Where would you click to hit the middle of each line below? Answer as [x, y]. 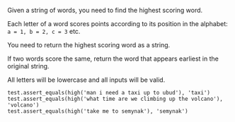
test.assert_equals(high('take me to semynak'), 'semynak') [98, 111]
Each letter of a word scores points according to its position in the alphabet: [117, 24]
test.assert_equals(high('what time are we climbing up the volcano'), [115, 99]
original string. [28, 66]
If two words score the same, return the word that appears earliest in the [113, 59]
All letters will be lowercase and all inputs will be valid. [86, 80]
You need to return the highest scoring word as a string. [89, 45]
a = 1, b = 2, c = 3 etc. [44, 31]
